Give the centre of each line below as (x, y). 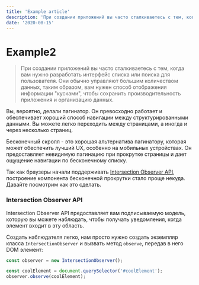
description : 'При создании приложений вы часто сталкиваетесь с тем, (95, 17)
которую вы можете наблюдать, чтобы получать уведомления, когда (94, 219)
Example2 (31, 52)
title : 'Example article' (38, 12)
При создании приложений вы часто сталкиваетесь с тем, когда (102, 68)
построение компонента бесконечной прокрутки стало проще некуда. (96, 178)
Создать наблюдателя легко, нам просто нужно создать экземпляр (92, 237)
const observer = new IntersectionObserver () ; (65, 260)
